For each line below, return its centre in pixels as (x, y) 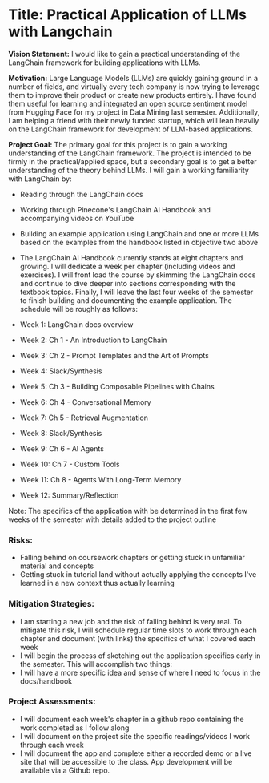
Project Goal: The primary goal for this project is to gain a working (118, 144)
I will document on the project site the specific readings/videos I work (135, 736)
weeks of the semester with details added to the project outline (112, 519)
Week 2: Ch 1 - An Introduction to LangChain (93, 340)
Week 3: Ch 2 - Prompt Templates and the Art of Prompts (114, 355)
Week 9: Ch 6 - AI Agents (62, 448)
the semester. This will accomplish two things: (96, 664)
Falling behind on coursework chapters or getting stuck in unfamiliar (132, 558)
